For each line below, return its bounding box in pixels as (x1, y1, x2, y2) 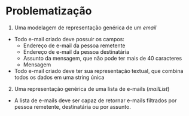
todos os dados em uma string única (14, 74, 105, 81)
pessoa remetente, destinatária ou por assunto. (14, 103, 131, 110)
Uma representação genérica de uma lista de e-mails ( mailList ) (14, 85, 170, 92)
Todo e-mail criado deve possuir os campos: (14, 35, 125, 42)
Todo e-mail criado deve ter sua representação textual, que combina (14, 67, 184, 74)
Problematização (5, 4, 92, 18)
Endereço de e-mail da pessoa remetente (23, 42, 126, 49)
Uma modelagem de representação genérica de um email (14, 24, 157, 31)
